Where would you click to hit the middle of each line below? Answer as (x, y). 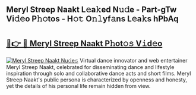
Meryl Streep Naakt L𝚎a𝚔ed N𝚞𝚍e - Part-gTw (91, 10)
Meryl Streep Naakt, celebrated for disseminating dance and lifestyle (90, 67)
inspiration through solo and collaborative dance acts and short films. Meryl (99, 73)
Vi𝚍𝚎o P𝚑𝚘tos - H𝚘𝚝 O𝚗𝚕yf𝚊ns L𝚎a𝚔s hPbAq (92, 19)
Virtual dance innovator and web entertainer (134, 60)
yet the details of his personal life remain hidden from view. (78, 86)
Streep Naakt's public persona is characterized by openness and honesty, (97, 80)
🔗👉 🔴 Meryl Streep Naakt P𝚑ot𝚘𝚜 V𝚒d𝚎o (84, 43)
